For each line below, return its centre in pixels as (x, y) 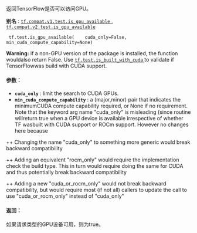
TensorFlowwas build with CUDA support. (57, 66)
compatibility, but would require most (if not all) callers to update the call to (97, 190)
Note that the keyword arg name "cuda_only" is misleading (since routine (103, 112)
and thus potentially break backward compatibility (67, 173)
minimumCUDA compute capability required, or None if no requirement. (101, 106)
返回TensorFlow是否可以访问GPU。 (49, 9)
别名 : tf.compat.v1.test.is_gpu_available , (60, 21)
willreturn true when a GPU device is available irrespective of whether (99, 119)
